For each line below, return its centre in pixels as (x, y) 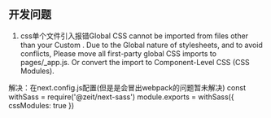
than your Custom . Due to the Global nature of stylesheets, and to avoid (141, 45)
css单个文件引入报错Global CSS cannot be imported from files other (134, 36)
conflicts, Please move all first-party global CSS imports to (118, 53)
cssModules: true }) (42, 105)
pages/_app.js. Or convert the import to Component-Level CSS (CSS (135, 62)
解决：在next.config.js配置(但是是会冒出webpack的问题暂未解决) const (127, 87)
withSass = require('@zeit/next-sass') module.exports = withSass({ (121, 97)
